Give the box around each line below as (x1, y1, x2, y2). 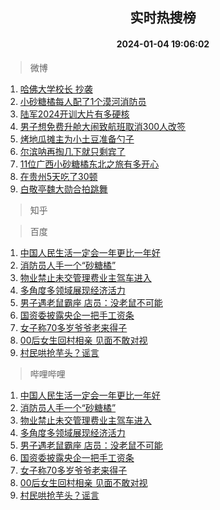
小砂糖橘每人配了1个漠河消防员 (19, 95, 147, 107)
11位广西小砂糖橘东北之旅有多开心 (19, 158, 160, 170)
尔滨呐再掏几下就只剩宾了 (19, 145, 126, 157)
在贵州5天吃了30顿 (19, 170, 98, 182)
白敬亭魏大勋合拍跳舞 (19, 183, 108, 195)
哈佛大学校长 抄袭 (19, 83, 93, 95)
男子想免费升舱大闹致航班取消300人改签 (19, 120, 187, 132)
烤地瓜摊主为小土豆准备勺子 (19, 133, 135, 145)
